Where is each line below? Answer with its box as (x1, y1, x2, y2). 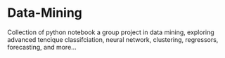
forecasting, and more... (7, 43, 77, 51)
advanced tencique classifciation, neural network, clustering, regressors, (7, 35, 219, 43)
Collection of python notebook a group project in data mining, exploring (7, 28, 214, 36)
